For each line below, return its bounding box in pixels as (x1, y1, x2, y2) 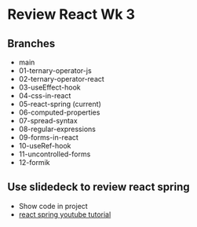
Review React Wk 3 (7, 5, 135, 24)
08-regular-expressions (18, 124, 96, 134)
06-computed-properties (18, 108, 100, 117)
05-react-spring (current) (18, 100, 101, 108)
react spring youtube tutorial (18, 210, 111, 219)
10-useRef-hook (18, 141, 71, 150)
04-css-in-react (18, 91, 71, 100)
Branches (7, 37, 56, 50)
